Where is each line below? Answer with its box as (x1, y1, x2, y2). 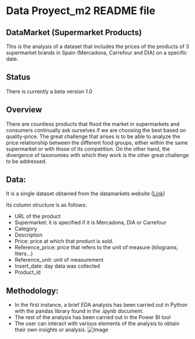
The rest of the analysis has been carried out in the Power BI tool (14, 314, 171, 321)
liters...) (14, 250, 33, 257)
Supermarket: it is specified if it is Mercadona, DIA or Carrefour (14, 219, 166, 226)
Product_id (14, 269, 41, 276)
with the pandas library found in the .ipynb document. (14, 307, 144, 314)
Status (6, 72, 31, 83)
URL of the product (14, 213, 61, 220)
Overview (6, 105, 43, 115)
